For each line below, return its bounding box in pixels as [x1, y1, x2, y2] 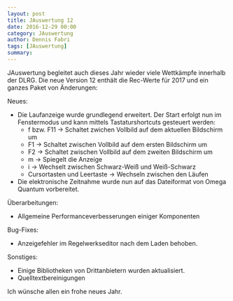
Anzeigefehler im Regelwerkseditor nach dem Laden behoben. [17, 239, 198, 247]
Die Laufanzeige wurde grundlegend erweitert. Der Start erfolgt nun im [17, 110, 222, 119]
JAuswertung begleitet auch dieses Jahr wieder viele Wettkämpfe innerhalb [7, 68, 226, 77]
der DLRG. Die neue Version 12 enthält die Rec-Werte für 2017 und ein [7, 76, 209, 84]
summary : [7, 50, 33, 57]
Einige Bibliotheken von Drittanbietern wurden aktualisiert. [17, 266, 185, 274]
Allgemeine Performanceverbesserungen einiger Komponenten [17, 211, 200, 220]
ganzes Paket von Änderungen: [7, 83, 98, 92]
